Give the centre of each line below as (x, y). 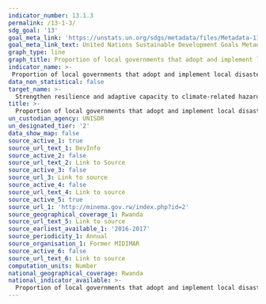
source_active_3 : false (47, 170)
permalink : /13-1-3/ (42, 23)
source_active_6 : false (47, 251)
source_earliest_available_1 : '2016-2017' (79, 229)
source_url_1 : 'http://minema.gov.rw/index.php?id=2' (99, 207)
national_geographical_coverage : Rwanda (76, 273)
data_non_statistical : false (56, 82)
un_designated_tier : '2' (49, 126)
